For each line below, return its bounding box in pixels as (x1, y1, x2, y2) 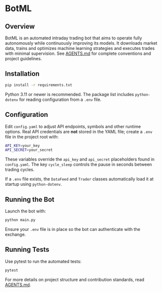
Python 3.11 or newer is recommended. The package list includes (5, 91, 134, 97)
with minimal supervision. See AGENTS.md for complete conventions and (5, 50, 151, 56)
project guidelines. (5, 56, 42, 61)
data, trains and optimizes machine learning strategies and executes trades (5, 46, 155, 51)
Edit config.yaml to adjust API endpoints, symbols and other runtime (5, 123, 141, 129)
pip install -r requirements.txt (5, 82, 73, 87)
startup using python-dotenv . (5, 181, 62, 187)
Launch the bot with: (5, 208, 46, 214)
